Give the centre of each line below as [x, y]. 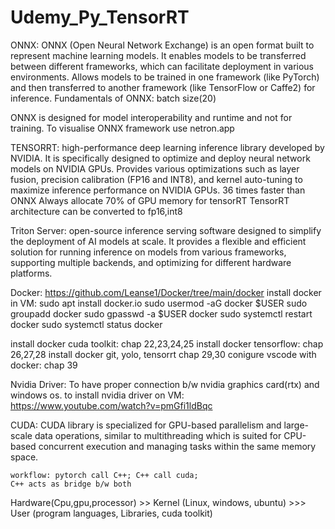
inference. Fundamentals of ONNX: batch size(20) [113, 98]
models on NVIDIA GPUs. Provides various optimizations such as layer [155, 168]
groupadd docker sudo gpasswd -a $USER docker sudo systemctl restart [161, 313]
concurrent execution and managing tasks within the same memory [177, 446]
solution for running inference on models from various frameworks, [148, 252]
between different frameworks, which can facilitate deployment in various [162, 66]
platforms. [31, 273]
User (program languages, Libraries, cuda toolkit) [111, 513]
